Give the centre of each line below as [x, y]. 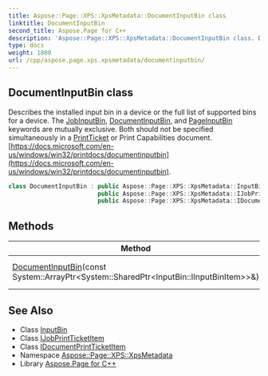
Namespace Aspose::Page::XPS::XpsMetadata [96, 355]
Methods [31, 226]
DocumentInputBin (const [59, 267]
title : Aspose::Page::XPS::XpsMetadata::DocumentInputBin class [117, 16]
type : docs [26, 46]
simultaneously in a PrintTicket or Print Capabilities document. [110, 138]
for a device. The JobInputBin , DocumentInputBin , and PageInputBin [120, 120]
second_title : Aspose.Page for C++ [67, 30]
